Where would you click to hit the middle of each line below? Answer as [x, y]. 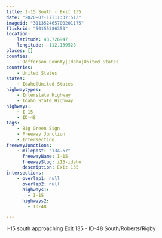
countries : [20, 67]
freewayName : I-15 [45, 156]
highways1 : [36, 190]
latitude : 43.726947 [42, 39]
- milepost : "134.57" [44, 151]
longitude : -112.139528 [47, 45]
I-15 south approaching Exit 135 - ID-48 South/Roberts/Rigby [81, 228]
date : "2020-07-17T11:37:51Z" [44, 17]
